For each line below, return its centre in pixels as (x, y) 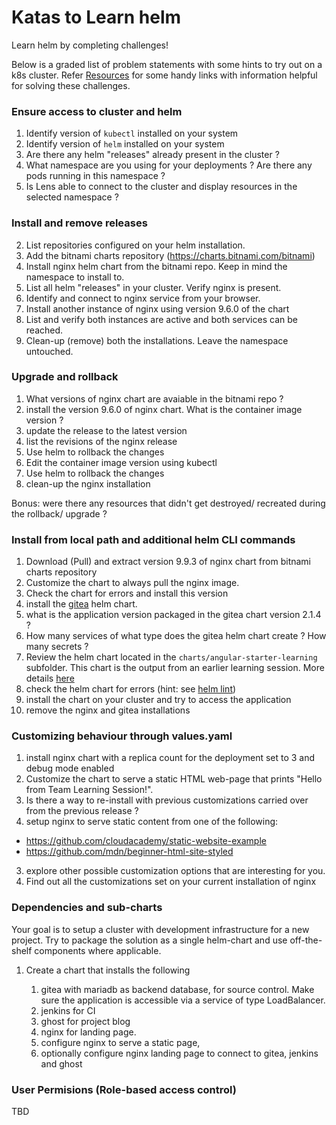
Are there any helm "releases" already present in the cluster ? (152, 155)
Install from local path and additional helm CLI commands (153, 539)
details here (50, 678)
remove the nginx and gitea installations (108, 710)
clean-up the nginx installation (88, 483)
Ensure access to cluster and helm (97, 111)
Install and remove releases (79, 223)
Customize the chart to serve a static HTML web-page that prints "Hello (174, 779)
